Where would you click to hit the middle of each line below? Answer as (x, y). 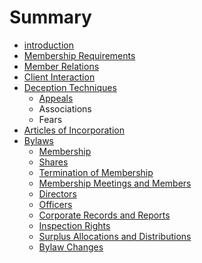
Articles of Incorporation (74, 130)
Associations (65, 108)
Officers (55, 204)
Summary (50, 17)
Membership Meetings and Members (115, 183)
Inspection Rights (74, 225)
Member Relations (61, 66)
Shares (53, 162)
